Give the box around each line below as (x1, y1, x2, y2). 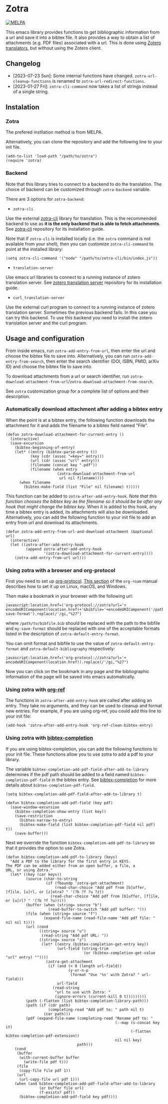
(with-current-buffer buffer (18, 1055, 80, 1060)
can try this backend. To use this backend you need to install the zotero (5, 314, 153, 320)
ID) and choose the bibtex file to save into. (5, 363, 93, 369)
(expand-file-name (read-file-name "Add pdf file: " (43, 915, 156, 921)
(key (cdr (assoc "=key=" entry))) (30, 454, 104, 459)
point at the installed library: (5, 246, 63, 252)
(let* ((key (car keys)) (10, 872, 62, 877)
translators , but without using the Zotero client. (5, 45, 102, 51)
